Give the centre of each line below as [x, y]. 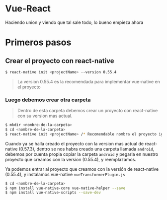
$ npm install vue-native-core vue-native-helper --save [65, 188]
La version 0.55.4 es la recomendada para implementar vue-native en [89, 81]
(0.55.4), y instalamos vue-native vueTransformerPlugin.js [65, 174]
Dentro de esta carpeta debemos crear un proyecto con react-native [87, 111]
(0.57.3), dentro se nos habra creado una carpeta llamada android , [86, 149]
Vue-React [28, 9]
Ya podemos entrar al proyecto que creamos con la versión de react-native [82, 169]
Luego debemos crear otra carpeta [48, 100]
